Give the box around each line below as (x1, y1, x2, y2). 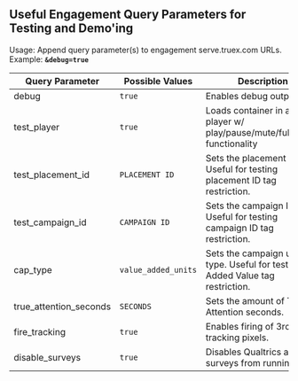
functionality (205, 137, 258, 150)
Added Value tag (205, 269, 275, 282)
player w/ (205, 115, 245, 128)
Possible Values (123, 74, 193, 87)
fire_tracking (13, 325, 67, 338)
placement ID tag (205, 174, 277, 186)
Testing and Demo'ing (9, 21, 134, 36)
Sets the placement (205, 152, 286, 164)
